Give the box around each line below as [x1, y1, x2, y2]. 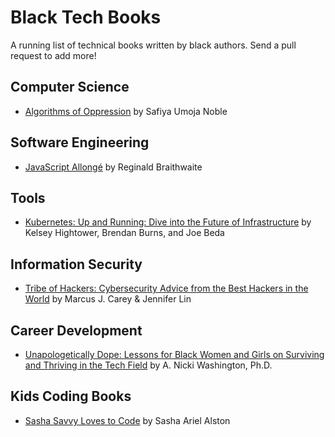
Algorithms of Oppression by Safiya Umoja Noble [24, 105, 228, 117]
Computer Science [10, 79, 130, 96]
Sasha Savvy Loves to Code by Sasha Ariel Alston [24, 414, 231, 426]
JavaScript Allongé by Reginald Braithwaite [24, 161, 203, 173]
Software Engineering [10, 134, 150, 151]
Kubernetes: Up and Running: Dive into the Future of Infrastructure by [24, 216, 312, 228]
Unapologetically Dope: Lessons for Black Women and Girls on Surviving [24, 349, 325, 360]
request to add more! [10, 49, 97, 61]
